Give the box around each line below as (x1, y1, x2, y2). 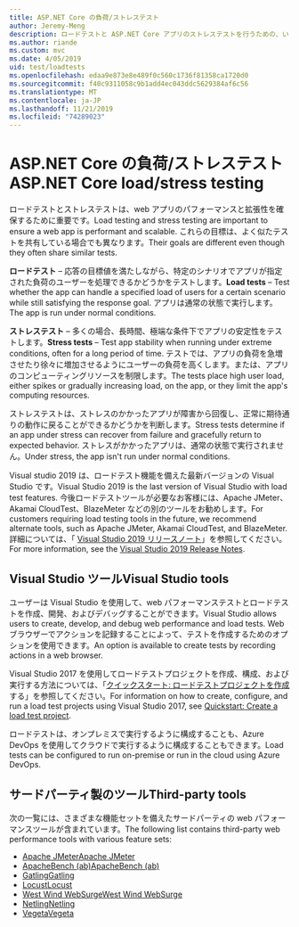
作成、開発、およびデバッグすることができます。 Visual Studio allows (24, 608, 278, 619)
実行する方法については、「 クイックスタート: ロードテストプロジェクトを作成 (9, 679, 290, 690)
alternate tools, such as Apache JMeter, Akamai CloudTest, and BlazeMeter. (9, 523, 287, 534)
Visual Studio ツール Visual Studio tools (9, 571, 230, 587)
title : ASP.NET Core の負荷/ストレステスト (9, 12, 160, 22)
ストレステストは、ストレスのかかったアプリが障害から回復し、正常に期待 (9, 408, 282, 419)
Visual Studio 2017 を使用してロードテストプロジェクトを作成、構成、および (9, 668, 289, 678)
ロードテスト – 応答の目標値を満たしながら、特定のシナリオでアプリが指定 (9, 266, 283, 276)
